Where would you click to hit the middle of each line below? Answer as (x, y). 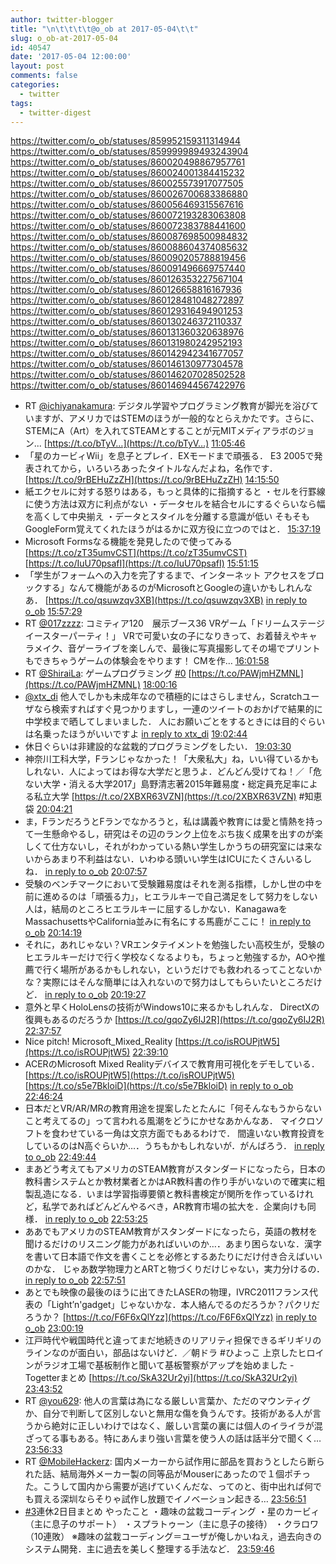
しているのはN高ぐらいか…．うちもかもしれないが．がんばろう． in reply (174, 1146)
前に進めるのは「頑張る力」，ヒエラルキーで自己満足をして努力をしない (171, 897)
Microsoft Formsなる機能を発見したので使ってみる (128, 542)
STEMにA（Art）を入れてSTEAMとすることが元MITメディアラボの (161, 431)
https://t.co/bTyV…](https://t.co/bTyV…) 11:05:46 (146, 443)
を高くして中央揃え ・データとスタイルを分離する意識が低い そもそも (167, 517)
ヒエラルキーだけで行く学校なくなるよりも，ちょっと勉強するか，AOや (171, 957)
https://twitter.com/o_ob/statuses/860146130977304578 (127, 364)
